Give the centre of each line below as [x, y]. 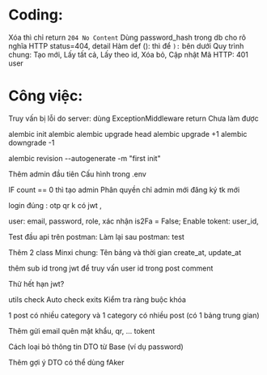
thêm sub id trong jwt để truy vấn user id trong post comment [111, 268]
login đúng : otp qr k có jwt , [55, 205]
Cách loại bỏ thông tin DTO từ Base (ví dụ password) [96, 347]
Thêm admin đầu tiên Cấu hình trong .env [78, 174]
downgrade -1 [32, 143]
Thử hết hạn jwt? [36, 283]
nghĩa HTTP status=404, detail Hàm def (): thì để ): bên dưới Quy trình [126, 45]
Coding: [36, 15]
